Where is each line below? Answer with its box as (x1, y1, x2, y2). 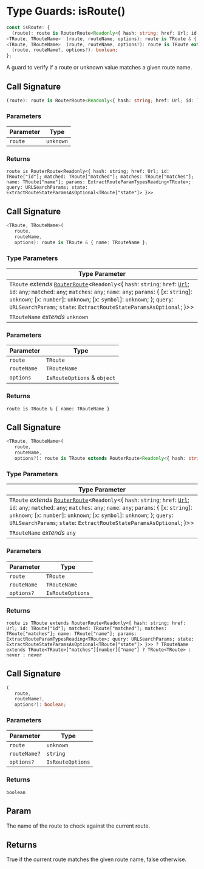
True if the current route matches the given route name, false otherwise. (6, 856, 187, 863)
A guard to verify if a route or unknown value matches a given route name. (6, 64, 192, 71)
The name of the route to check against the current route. (6, 822, 151, 829)
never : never (6, 652, 42, 658)
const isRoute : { (6, 24, 50, 30)
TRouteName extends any (9, 529, 76, 537)
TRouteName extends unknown (9, 312, 89, 321)
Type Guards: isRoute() (6, 4, 126, 18)
